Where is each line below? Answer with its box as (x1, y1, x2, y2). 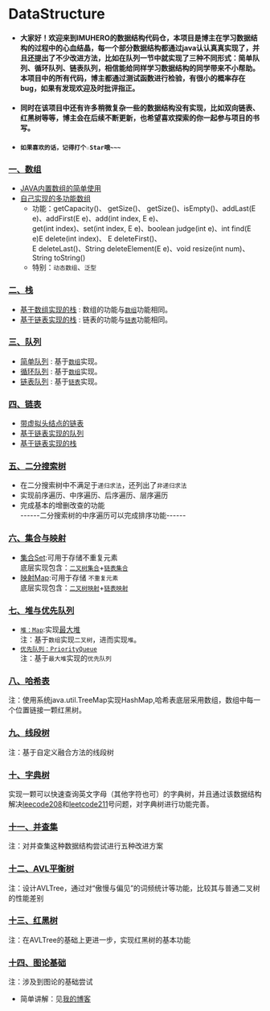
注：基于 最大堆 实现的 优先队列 (19, 654, 112, 663)
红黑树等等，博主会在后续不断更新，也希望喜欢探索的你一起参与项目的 (19, 113, 253, 123)
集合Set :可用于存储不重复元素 (19, 552, 118, 562)
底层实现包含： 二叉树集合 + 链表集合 (19, 563, 129, 572)
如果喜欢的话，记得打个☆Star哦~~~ (19, 143, 121, 151)
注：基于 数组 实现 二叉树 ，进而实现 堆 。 (19, 635, 141, 645)
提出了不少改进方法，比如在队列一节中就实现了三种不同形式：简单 (34, 53, 253, 63)
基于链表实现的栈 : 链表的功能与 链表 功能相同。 (19, 315, 173, 324)
